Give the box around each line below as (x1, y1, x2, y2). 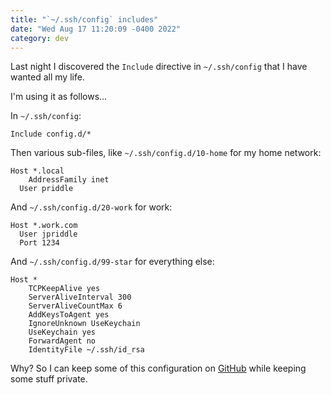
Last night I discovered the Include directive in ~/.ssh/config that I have (10, 61, 308, 73)
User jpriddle (19, 229, 78, 240)
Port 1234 (19, 238, 60, 248)
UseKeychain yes (28, 327, 97, 338)
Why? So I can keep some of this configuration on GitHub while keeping (10, 362, 307, 375)
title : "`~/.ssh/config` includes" (10, 14, 159, 25)
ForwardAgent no (28, 336, 97, 346)
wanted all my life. (10, 71, 85, 83)
